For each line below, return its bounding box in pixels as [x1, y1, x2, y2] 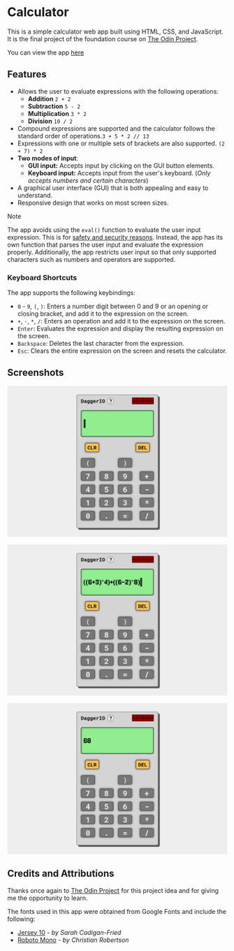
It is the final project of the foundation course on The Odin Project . [7, 34, 198, 43]
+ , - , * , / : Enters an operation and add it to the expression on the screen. [17, 317, 226, 326]
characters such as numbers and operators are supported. [7, 255, 176, 263]
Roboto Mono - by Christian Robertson [17, 936, 129, 944]
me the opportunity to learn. [7, 894, 89, 902]
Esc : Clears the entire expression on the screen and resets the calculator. [17, 347, 227, 355]
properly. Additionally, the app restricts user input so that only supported [7, 247, 217, 256]
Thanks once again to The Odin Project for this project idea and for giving [7, 886, 219, 894]
